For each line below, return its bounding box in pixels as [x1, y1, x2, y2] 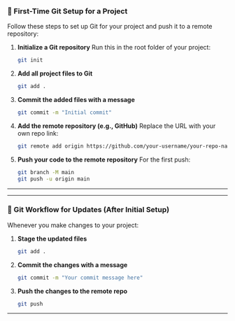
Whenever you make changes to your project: [7, 220, 139, 229]
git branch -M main [17, 169, 75, 176]
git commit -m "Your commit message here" [17, 274, 143, 281]
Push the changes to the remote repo [17, 287, 128, 295]
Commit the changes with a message [17, 260, 128, 269]
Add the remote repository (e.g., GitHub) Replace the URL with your [17, 122, 216, 130]
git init [17, 57, 43, 64]
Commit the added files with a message [17, 96, 135, 104]
